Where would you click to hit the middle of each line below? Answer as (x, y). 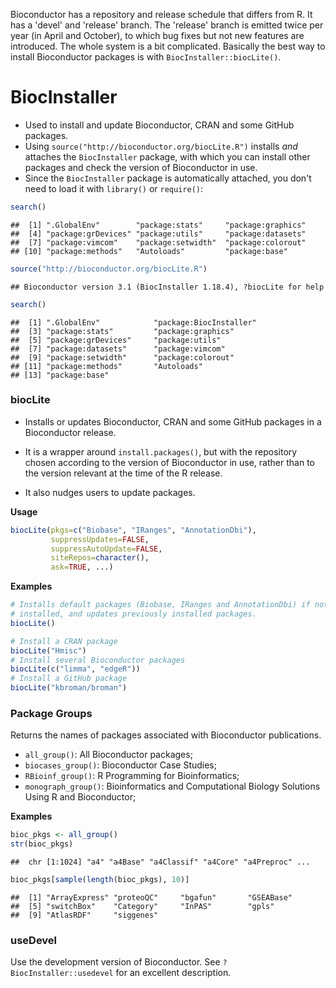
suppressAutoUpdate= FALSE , (106, 549)
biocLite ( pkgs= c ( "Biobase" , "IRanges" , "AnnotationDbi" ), (133, 530)
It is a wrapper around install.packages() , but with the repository (161, 451)
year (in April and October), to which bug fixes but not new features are (157, 35)
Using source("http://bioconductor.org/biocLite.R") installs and (161, 146)
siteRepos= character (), (100, 558)
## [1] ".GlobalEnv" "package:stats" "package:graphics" (158, 225)
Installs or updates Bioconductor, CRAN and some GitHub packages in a (173, 421)
